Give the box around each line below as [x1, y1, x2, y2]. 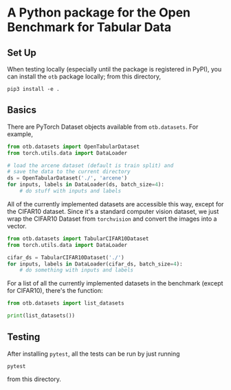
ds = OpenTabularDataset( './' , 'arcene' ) [7, 175, 128, 182]
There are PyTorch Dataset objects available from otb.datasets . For [7, 122, 199, 131]
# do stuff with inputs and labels [19, 188, 122, 195]
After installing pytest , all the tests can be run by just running [7, 349, 180, 358]
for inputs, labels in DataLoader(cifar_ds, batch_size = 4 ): [7, 260, 184, 268]
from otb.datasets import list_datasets [7, 300, 125, 307]
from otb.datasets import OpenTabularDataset [7, 143, 140, 150]
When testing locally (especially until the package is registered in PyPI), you [7, 65, 222, 73]
